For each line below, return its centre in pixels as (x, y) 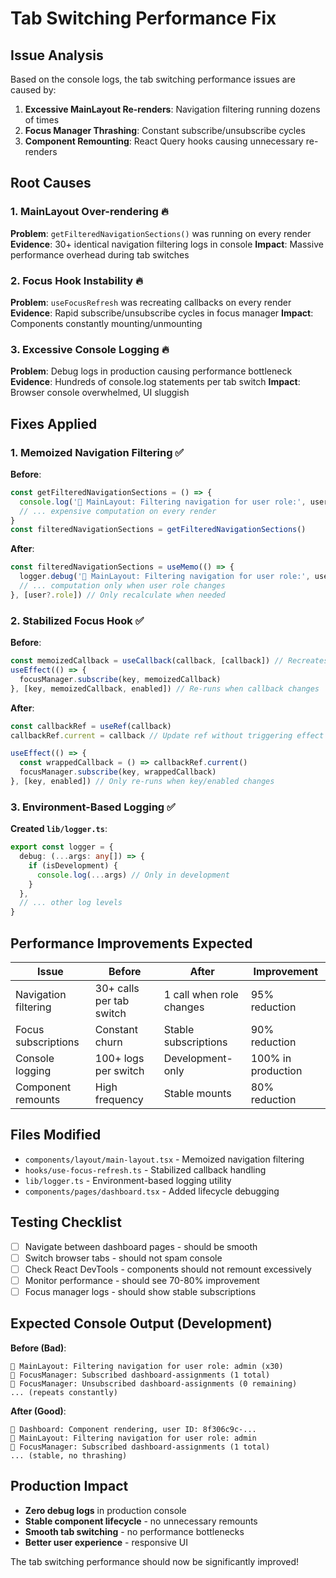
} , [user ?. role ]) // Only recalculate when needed (118, 595)
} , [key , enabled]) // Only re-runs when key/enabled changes (142, 782)
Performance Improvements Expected (131, 943)
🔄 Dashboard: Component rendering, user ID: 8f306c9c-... (133, 1429)
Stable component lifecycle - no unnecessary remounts (141, 1521)
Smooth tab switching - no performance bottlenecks (134, 1531)
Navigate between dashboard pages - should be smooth (141, 1246)
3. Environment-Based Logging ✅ (93, 807)
